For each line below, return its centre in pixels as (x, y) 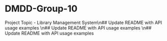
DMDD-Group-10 (41, 9)
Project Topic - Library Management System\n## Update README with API (83, 22)
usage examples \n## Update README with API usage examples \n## (78, 27)
